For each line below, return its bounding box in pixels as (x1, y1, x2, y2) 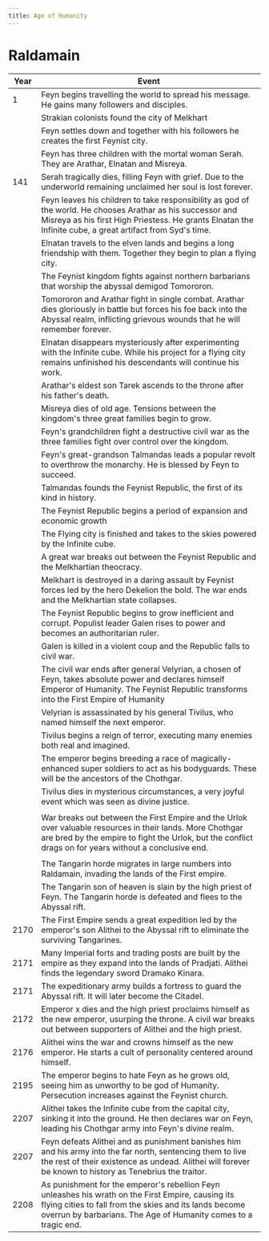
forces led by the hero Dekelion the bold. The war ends (41, 584, 247, 595)
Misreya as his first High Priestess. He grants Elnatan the (41, 214, 254, 225)
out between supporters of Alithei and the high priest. (41, 1024, 243, 1035)
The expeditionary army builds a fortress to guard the (41, 980, 242, 992)
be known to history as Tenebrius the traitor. (41, 1166, 207, 1177)
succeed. (41, 468, 76, 480)
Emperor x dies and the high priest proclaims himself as (41, 1004, 251, 1015)
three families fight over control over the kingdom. (41, 436, 229, 447)
